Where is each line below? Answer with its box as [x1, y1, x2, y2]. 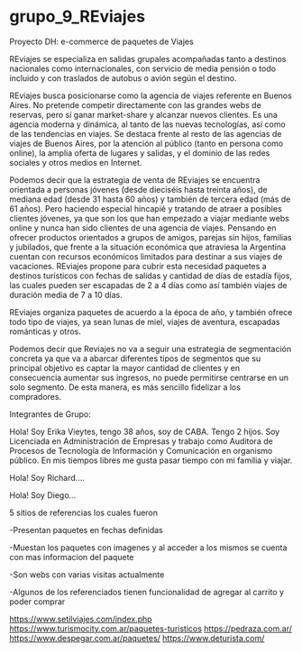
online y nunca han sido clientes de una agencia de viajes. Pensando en [9, 222, 277, 233]
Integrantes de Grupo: [9, 408, 92, 420]
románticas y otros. [9, 326, 81, 337]
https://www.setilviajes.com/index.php [9, 613, 152, 624]
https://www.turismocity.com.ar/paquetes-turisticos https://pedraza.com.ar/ [9, 623, 293, 634]
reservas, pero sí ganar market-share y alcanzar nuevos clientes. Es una [9, 109, 278, 120]
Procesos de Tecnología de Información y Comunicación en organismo [9, 445, 273, 456]
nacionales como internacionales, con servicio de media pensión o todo [9, 63, 277, 74]
